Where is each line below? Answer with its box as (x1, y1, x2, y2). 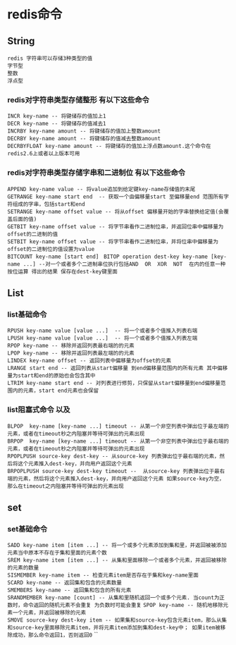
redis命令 (7, 6, 63, 23)
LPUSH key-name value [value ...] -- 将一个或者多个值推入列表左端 (7, 335, 198, 342)
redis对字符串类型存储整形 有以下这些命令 (7, 94, 149, 104)
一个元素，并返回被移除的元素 (12, 609, 87, 617)
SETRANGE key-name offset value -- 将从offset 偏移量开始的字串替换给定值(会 (7, 208, 224, 215)
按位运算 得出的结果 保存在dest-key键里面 (7, 268, 118, 275)
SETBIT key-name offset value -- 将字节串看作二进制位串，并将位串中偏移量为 (7, 238, 218, 245)
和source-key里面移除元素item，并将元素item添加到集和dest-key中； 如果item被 (7, 625, 221, 632)
